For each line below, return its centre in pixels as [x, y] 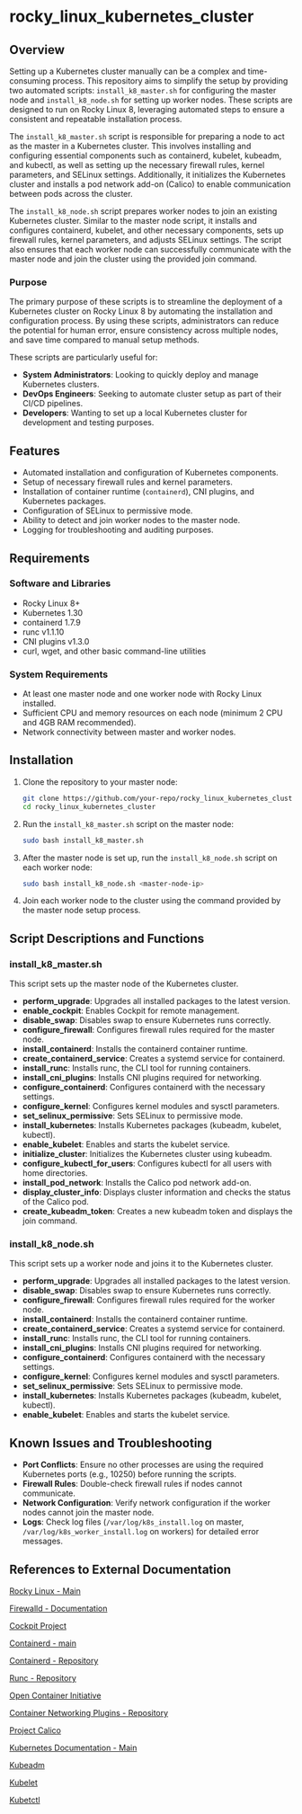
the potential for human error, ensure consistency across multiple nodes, [144, 331]
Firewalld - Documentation [58, 1609]
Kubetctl [25, 1801]
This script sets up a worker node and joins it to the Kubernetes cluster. [142, 1264]
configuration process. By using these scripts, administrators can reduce [144, 321]
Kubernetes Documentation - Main [73, 1748]
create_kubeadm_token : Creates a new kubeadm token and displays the [158, 1212]
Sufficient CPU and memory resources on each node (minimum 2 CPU [152, 713]
